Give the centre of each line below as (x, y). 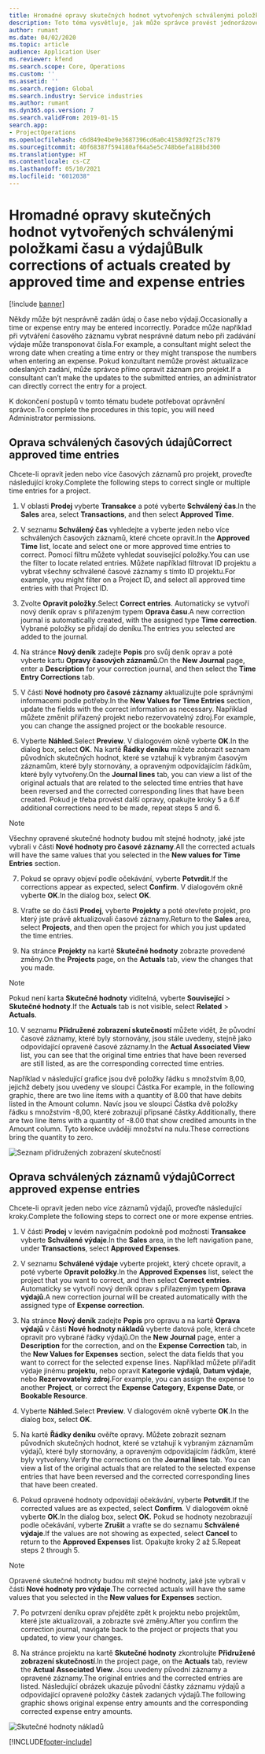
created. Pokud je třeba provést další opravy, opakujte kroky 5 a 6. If (130, 799)
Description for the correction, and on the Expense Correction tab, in (133, 1346)
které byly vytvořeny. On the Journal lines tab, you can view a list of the (136, 774)
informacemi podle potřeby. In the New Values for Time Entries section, (136, 700)
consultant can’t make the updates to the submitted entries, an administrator (133, 378)
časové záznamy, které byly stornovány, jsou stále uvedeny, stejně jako (136, 1038)
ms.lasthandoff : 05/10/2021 (55, 169)
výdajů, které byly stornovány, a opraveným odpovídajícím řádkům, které (138, 1451)
